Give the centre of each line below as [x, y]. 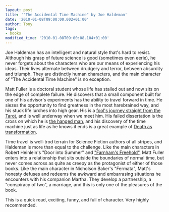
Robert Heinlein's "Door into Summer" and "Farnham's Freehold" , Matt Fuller [85, 152]
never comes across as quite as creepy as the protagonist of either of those [84, 163]
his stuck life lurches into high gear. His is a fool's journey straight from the [83, 110]
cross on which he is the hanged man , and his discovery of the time [76, 121]
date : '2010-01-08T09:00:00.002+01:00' [47, 19]
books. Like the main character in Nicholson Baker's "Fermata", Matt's [78, 168]
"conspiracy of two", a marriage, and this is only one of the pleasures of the [84, 184]
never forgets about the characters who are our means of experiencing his [83, 63]
